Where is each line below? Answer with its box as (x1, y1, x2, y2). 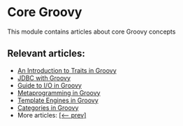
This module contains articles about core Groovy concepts (7, 27, 176, 36)
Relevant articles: (7, 48, 86, 59)
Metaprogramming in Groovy (17, 88, 101, 97)
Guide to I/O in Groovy (17, 81, 82, 90)
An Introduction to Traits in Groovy (17, 66, 117, 74)
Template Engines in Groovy (17, 96, 99, 104)
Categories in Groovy (17, 103, 79, 112)
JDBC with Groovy (17, 73, 71, 82)
